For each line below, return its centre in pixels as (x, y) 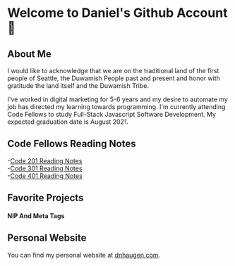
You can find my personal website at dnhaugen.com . (84, 255)
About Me (29, 54)
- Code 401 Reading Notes (45, 176)
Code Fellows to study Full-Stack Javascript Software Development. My (112, 114)
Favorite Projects (46, 198)
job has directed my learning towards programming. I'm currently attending (116, 107)
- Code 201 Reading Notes (45, 160)
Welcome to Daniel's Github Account (117, 13)
